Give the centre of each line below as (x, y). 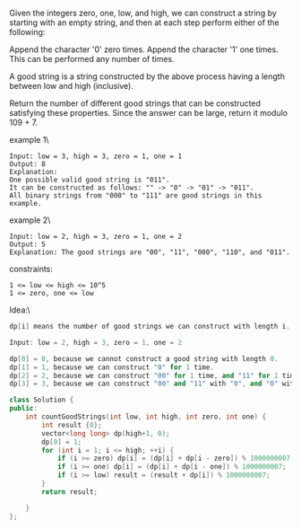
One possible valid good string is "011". (90, 180)
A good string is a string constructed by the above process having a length (147, 76)
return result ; (70, 492)
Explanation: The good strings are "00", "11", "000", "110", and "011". (150, 252)
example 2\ (30, 220)
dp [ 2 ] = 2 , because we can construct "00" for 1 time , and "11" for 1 (144, 375)
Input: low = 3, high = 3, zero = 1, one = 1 (95, 156)
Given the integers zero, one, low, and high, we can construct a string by (143, 13)
